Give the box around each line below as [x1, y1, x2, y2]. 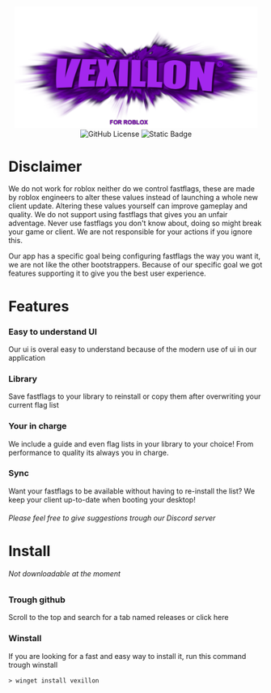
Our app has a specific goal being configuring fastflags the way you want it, [8, 251, 261, 261]
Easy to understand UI [8, 326, 97, 337]
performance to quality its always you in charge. [8, 447, 169, 457]
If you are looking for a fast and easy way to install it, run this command [8, 651, 247, 661]
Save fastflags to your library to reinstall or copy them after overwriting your [8, 391, 261, 401]
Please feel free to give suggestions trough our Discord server [8, 513, 216, 523]
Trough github [8, 594, 66, 605]
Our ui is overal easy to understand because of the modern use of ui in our [8, 344, 257, 354]
